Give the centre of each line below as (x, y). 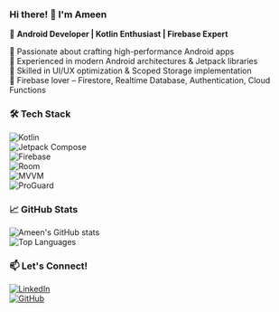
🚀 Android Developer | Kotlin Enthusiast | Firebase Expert (119, 34)
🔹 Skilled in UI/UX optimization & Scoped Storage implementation (130, 71)
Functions (28, 90)
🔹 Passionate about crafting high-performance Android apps (122, 52)
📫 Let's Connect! (49, 266)
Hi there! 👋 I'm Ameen (58, 14)
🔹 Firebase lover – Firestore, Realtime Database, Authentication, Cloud (140, 80)
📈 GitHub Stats (44, 209)
